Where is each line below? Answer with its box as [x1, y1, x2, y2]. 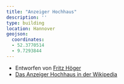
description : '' [6, 14, 47, 20]
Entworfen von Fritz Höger [15, 64, 82, 71]
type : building [6, 20, 45, 26]
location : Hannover [6, 25, 56, 32]
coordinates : [11, 37, 45, 43]
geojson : [6, 31, 28, 37]
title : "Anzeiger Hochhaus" [6, 8, 77, 15]
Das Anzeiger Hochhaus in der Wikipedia [15, 70, 118, 78]
